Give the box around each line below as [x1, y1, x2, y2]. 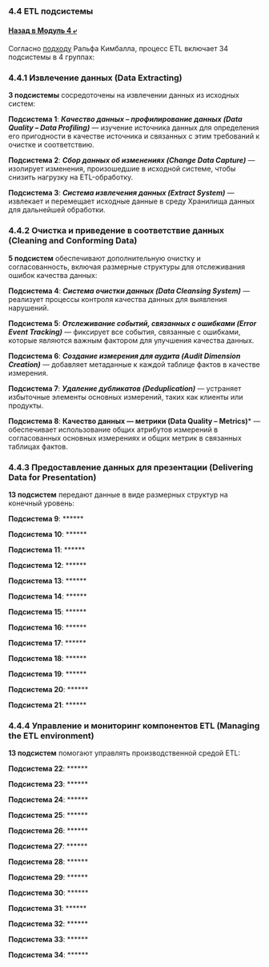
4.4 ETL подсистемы [8, 6, 94, 17]
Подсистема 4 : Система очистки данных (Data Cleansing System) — [8, 286, 251, 296]
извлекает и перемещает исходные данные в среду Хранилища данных [8, 196, 255, 206]
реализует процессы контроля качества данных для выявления [8, 294, 227, 304]
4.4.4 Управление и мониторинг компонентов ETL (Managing [8, 719, 260, 731]
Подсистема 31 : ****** [8, 904, 87, 913]
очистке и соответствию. [8, 140, 94, 150]
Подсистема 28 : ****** [8, 857, 89, 867]
